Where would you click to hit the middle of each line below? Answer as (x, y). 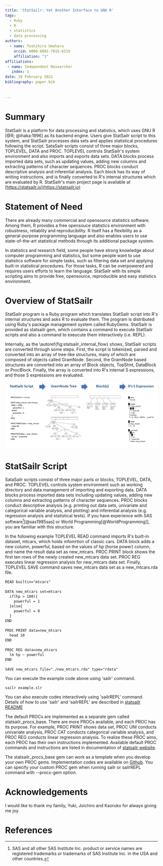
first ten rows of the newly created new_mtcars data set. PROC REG (73, 557)
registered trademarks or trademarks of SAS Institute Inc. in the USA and (85, 853)
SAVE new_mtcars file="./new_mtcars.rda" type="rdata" (62, 670)
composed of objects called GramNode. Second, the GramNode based (76, 360)
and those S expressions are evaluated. (44, 375)
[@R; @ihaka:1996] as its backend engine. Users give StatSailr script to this (81, 136)
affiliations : (19, 61)
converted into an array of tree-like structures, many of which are (70, 355)
